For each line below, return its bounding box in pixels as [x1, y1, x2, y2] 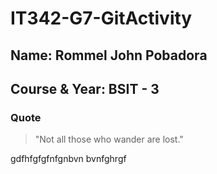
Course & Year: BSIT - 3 [10, 80, 160, 97]
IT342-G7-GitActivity [10, 7, 193, 30]
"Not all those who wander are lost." [34, 133, 184, 146]
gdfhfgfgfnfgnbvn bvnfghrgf [10, 153, 127, 165]
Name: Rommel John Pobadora [10, 47, 208, 64]
